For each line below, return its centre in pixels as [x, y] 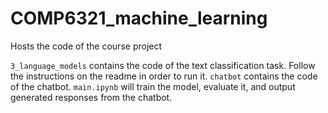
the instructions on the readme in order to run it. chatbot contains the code [164, 76]
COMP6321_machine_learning [139, 18]
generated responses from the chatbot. [91, 97]
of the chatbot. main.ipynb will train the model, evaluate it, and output [153, 86]
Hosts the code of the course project [86, 46]
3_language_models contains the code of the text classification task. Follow [163, 65]
